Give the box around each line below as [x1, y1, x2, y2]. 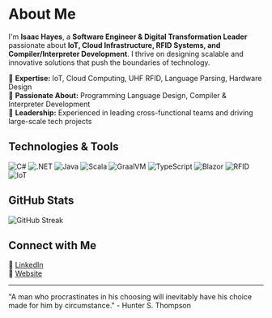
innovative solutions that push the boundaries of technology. [8, 58, 210, 67]
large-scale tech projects [8, 116, 92, 126]
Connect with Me [8, 238, 97, 252]
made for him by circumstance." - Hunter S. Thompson [8, 301, 192, 311]
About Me [8, 5, 76, 24]
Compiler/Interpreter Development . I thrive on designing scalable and [8, 49, 244, 58]
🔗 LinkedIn [8, 260, 44, 270]
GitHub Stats [8, 194, 74, 208]
